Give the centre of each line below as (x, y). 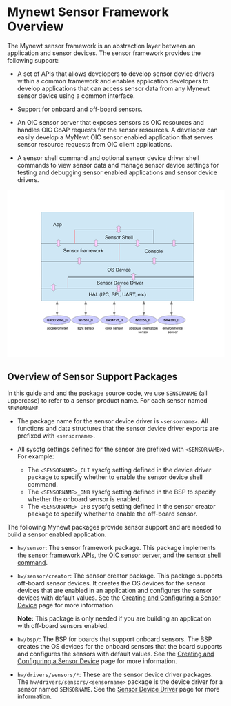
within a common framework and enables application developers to (113, 81)
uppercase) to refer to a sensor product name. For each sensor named (108, 401)
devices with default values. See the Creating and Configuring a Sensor (119, 598)
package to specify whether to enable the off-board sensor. (112, 514)
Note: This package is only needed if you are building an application (114, 618)
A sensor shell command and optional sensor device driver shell (108, 158)
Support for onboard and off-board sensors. (80, 109)
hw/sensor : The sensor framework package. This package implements (116, 548)
